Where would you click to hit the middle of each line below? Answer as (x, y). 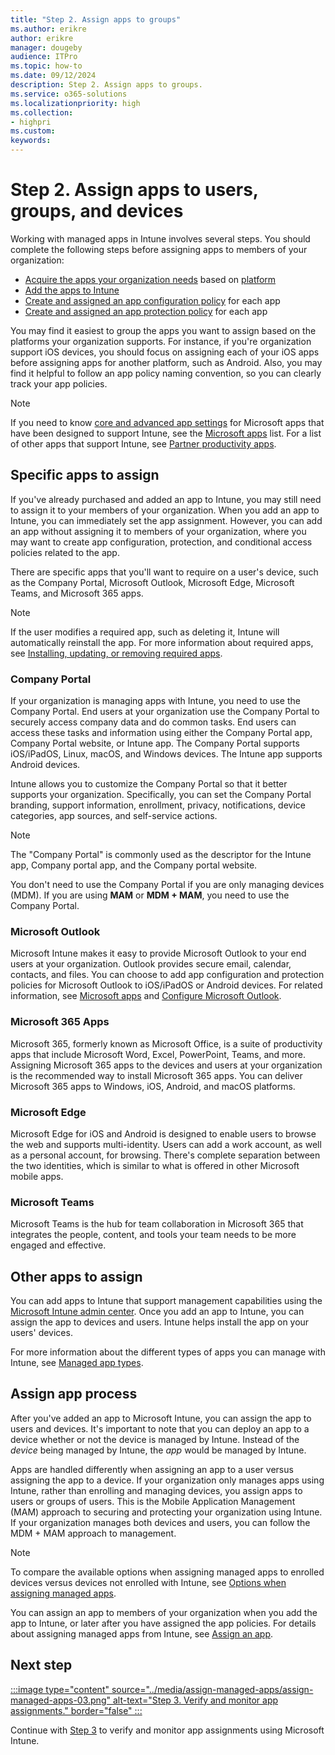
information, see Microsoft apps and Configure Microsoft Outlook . (146, 996)
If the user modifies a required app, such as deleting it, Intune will (145, 632)
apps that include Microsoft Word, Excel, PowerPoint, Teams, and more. (158, 1054)
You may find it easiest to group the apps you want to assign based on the (163, 330)
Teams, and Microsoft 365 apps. (77, 593)
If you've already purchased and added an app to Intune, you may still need (166, 499)
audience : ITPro (44, 57)
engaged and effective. (58, 1245)
